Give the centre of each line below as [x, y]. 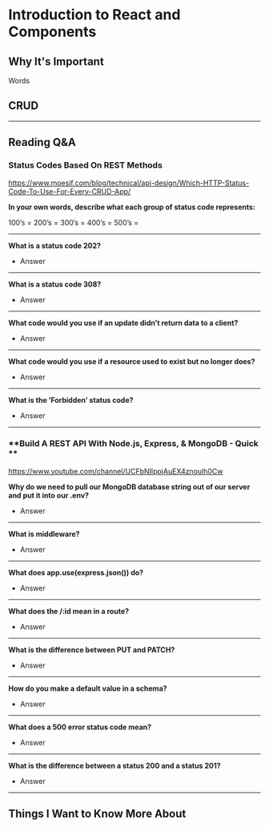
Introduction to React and [94, 15]
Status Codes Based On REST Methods [85, 165]
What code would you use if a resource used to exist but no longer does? [132, 361]
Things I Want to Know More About [97, 814]
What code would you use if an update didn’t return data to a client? [123, 323]
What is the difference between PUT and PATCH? [92, 649]
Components [52, 32]
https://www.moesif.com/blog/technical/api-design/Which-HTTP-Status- [129, 183]
